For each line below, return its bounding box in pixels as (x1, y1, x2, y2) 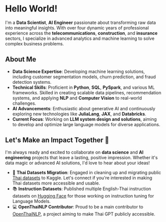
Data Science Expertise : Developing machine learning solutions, (12, 68, 145, 74)
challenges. (12, 100, 36, 106)
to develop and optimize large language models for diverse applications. (12, 121, 161, 127)
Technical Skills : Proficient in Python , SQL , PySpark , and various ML (12, 84, 155, 90)
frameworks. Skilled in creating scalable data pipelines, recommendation (12, 89, 162, 95)
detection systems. (12, 79, 52, 85)
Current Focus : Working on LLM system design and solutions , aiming (12, 116, 157, 122)
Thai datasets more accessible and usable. (12, 180, 100, 186)
